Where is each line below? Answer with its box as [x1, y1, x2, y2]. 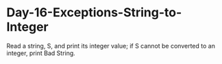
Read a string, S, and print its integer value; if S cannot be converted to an [6, 42, 215, 50]
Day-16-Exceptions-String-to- [6, 5, 182, 20]
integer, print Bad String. [6, 49, 76, 57]
